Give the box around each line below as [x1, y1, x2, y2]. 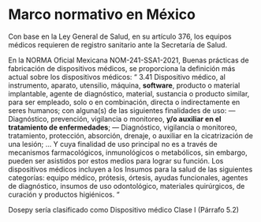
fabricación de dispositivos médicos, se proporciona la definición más [8, 63, 236, 73]
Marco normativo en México [8, 6, 196, 24]
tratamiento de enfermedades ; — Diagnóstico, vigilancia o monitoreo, [8, 122, 238, 132]
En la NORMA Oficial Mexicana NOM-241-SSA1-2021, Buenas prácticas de [8, 55, 250, 65]
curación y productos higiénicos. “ [8, 190, 120, 199]
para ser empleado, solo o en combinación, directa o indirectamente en [8, 97, 240, 107]
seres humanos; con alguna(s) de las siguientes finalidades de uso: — [8, 105, 236, 115]
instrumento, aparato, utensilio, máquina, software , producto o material [8, 81, 240, 90]
